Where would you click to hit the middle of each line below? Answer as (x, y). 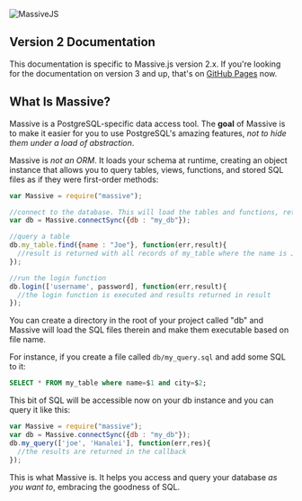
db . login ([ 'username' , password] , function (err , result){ (118, 287)
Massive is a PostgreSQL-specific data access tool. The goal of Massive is (147, 123)
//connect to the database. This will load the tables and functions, (144, 212)
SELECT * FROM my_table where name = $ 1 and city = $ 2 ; (108, 383)
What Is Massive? (60, 102)
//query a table (40, 237)
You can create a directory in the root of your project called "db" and (136, 321)
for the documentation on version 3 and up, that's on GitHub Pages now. (143, 73)
